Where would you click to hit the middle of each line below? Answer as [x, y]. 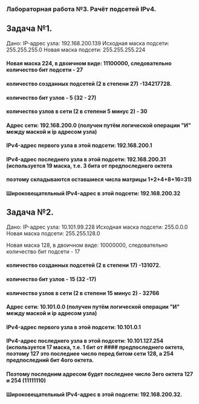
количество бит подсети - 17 [43, 251]
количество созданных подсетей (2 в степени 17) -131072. [84, 266]
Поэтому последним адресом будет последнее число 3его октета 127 [100, 374]
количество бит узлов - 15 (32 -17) [51, 279]
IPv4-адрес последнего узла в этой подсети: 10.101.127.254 [85, 341]
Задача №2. [30, 213]
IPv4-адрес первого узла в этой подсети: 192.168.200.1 [79, 145]
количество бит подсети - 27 [45, 70]
